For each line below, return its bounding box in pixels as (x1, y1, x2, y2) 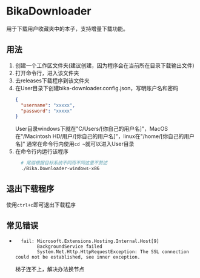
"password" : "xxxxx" (21, 108, 73, 114)
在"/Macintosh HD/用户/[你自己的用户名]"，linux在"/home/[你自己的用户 (15, 133, 195, 140)
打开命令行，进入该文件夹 (15, 69, 79, 76)
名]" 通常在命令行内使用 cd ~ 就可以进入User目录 (15, 141, 135, 148)
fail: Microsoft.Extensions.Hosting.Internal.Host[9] (21, 238, 159, 244)
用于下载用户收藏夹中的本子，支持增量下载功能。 (6, 25, 128, 32)
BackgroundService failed (37, 243, 102, 250)
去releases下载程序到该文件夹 (15, 77, 90, 84)
